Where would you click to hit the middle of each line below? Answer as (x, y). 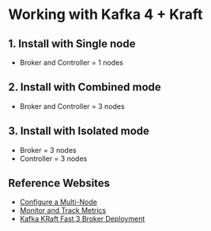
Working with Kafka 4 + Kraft (105, 15)
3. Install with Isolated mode (79, 131)
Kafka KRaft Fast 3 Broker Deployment (82, 219)
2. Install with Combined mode (85, 87)
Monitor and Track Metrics (63, 211)
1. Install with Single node (72, 44)
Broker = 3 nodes (48, 150)
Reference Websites (59, 183)
